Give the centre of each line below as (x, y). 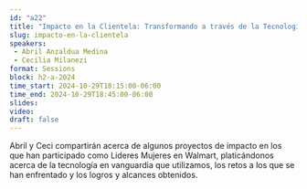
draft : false (34, 120)
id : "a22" (28, 18)
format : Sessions (42, 69)
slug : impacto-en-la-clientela (69, 35)
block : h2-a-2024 (42, 78)
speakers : (28, 43)
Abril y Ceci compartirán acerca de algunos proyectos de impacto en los (146, 146)
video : (22, 111)
